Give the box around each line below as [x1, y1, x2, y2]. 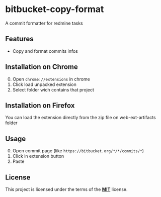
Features [5, 35, 34, 43]
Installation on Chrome [5, 63, 78, 71]
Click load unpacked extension [12, 81, 76, 87]
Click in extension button [12, 153, 64, 159]
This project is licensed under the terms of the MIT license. [5, 186, 128, 192]
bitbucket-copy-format [5, 4, 104, 15]
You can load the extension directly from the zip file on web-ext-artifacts [5, 115, 156, 121]
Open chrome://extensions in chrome [12, 76, 91, 82]
